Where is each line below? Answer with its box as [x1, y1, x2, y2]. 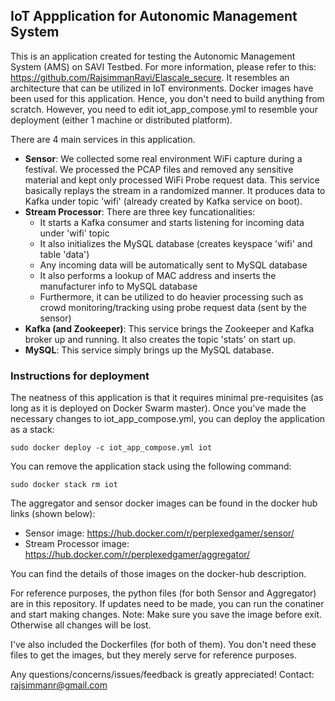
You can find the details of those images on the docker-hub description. [10, 568, 307, 580]
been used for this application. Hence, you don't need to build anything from [10, 92, 325, 104]
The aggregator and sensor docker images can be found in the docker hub [10, 497, 318, 509]
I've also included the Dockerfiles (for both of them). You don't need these [10, 639, 317, 651]
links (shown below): [10, 508, 96, 520]
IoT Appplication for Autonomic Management [10, 8, 298, 25]
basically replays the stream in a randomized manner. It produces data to [24, 184, 326, 196]
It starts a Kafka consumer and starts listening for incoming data [39, 216, 305, 228]
